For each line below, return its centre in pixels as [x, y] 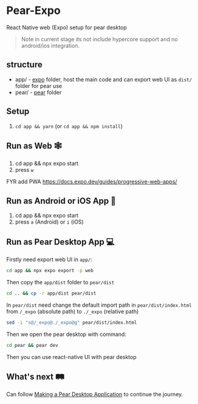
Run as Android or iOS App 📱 [61, 201]
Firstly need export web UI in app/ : [50, 259]
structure [24, 65]
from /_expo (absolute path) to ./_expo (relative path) [73, 311]
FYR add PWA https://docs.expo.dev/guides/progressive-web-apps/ [92, 182]
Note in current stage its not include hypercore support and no [99, 39]
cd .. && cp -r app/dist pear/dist [51, 293]
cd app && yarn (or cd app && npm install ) [69, 126]
